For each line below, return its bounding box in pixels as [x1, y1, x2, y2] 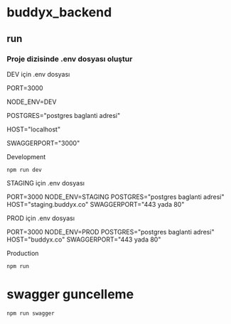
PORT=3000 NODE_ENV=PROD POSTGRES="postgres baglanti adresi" [6, 227, 215, 236]
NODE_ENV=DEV [6, 97, 57, 106]
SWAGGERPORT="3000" [6, 139, 80, 147]
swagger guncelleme [6, 286, 134, 303]
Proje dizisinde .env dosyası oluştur [6, 54, 133, 64]
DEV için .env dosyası [6, 70, 70, 78]
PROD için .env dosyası [6, 214, 75, 222]
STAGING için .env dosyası [6, 178, 85, 187]
